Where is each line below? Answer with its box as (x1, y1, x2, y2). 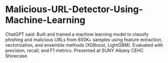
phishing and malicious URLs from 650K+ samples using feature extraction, (5, 37, 163, 43)
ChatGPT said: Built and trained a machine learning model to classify (5, 31, 149, 37)
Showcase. (5, 52, 29, 59)
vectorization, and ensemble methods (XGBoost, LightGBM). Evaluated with (5, 42, 163, 48)
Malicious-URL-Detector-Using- (5, 4, 143, 15)
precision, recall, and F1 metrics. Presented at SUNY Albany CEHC (5, 47, 144, 53)
